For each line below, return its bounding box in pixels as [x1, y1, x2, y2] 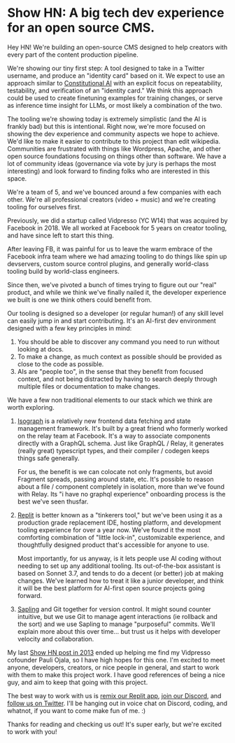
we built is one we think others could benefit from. [7, 296, 152, 304]
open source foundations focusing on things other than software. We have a [7, 152, 227, 160]
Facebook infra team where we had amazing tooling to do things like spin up [7, 252, 227, 261]
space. [7, 174, 27, 183]
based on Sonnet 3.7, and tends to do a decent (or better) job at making [17, 569, 224, 577]
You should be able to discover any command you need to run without [17, 338, 220, 346]
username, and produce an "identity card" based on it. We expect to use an [7, 71, 225, 80]
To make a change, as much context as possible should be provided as [17, 352, 222, 361]
